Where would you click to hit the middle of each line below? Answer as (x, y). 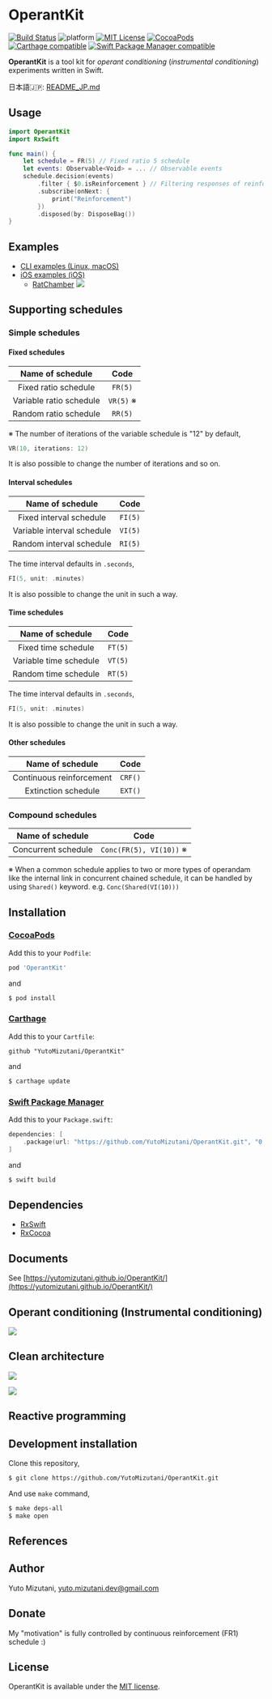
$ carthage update (39, 1081)
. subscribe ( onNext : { (74, 191)
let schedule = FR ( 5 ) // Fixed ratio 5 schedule (106, 161)
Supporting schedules (66, 310)
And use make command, (49, 1493)
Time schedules (36, 612)
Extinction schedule (62, 790)
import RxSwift (34, 139)
